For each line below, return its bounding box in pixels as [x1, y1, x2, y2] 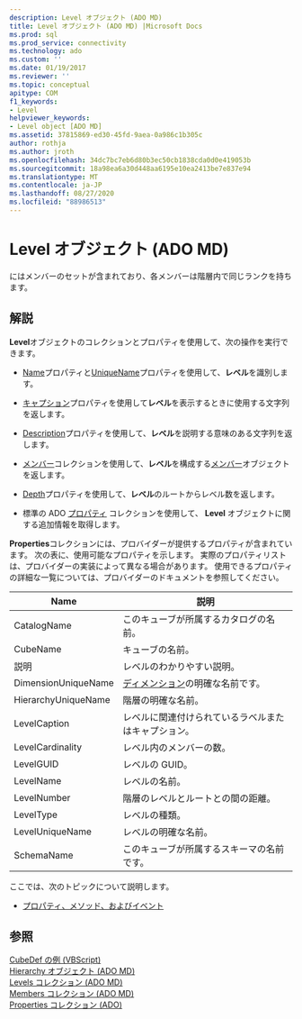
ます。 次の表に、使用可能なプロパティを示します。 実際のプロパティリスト [9, 549, 287, 560]
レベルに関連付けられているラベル [122, 711, 267, 723]
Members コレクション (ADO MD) [9, 988, 135, 999]
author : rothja [9, 139, 67, 148]
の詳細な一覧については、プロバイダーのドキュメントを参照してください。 [9, 571, 284, 582]
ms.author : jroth [9, 147, 75, 156]
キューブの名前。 [122, 643, 195, 656]
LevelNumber [13, 791, 71, 804]
